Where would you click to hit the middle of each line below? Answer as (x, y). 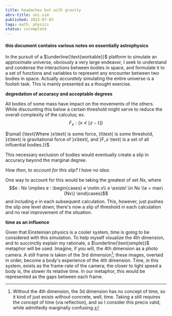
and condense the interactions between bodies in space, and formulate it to (85, 68)
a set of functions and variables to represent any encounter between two (82, 73)
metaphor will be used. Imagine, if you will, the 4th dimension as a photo (82, 248)
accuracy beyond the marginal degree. (46, 160)
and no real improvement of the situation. (49, 213)
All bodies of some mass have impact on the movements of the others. (80, 104)
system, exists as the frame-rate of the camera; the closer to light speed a (83, 266)
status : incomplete (26, 29)
